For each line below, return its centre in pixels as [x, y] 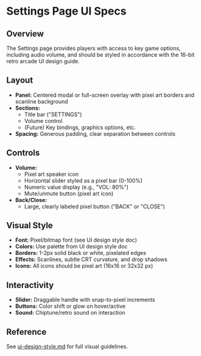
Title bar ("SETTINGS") [53, 114]
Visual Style [30, 225]
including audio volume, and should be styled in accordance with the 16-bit [100, 55]
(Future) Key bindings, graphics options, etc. [80, 127]
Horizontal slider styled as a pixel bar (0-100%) [83, 180]
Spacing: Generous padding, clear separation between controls [95, 134]
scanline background [41, 101]
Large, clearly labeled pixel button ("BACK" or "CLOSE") [95, 206]
